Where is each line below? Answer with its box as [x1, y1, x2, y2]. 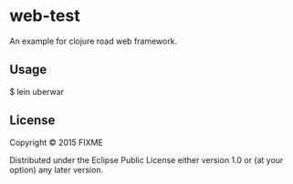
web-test [9, 5, 80, 26]
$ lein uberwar [9, 86, 65, 97]
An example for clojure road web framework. [9, 36, 178, 46]
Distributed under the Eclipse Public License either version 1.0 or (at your [9, 154, 284, 165]
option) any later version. [9, 164, 103, 175]
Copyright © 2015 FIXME [9, 137, 103, 148]
